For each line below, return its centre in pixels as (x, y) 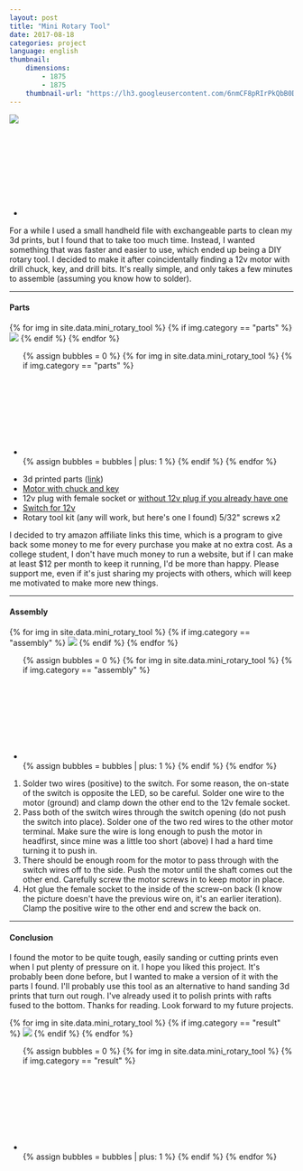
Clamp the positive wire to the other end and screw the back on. (142, 908)
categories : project (48, 43)
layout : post (34, 18)
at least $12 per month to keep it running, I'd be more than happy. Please (144, 563)
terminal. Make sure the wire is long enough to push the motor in (142, 831)
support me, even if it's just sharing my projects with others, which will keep (151, 573)
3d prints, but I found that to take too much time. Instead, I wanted (132, 239)
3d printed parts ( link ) (63, 479)
